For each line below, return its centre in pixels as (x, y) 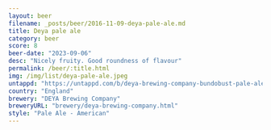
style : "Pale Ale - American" (59, 114)
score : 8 (23, 46)
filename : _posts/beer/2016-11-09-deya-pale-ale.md (97, 23)
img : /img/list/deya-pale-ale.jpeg (68, 76)
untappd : (23, 83)
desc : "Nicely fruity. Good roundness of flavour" (95, 61)
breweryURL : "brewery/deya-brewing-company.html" (94, 106)
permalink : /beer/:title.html (59, 69)
